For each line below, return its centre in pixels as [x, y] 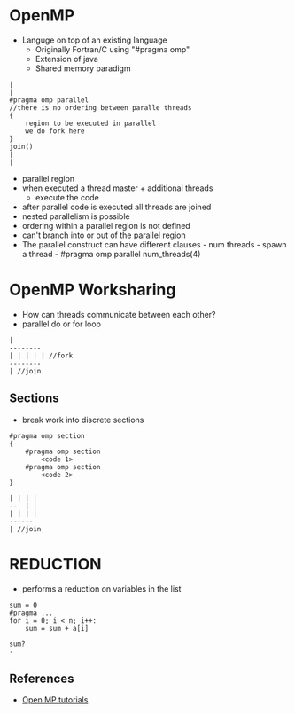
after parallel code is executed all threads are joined [116, 207]
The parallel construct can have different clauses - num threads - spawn [154, 244]
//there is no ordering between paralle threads [101, 107]
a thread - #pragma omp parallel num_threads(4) [111, 254]
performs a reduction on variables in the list [101, 588]
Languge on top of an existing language [94, 40]
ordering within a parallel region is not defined [106, 225]
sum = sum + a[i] [57, 628]
